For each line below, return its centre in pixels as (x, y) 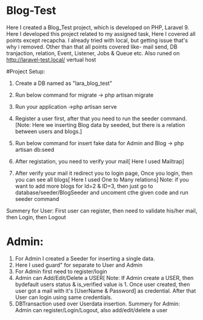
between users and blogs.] (48, 131)
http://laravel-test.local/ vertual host (51, 60)
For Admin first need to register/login (61, 271)
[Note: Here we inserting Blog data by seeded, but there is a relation (100, 124)
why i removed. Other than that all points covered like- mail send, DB (92, 47)
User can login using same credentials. (64, 297)
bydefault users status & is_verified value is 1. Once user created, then (102, 284)
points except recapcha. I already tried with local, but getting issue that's (97, 40)
